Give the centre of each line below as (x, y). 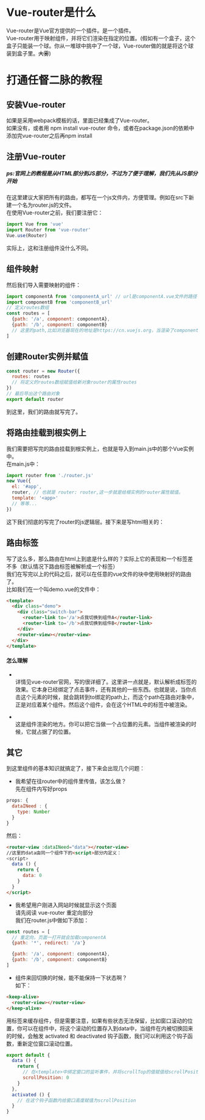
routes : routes (31, 377)
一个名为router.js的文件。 (43, 205)
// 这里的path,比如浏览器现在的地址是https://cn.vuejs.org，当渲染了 (93, 330)
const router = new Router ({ (43, 371)
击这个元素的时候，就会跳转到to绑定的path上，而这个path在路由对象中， (106, 697)
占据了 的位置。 (55, 731)
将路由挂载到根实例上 (46, 433)
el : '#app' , (27, 487)
